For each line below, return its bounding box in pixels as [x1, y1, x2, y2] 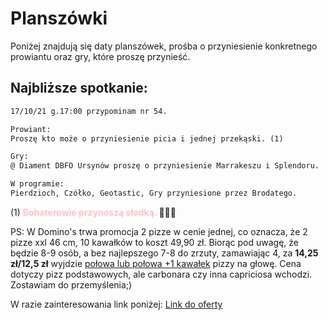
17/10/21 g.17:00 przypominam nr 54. [10, 106, 168, 116]
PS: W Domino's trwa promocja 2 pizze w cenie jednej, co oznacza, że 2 [10, 225, 308, 237]
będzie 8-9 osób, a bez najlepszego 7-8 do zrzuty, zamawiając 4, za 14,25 [10, 247, 319, 259]
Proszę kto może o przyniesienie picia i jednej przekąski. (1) [10, 133, 284, 144]
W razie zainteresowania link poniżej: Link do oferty [10, 298, 223, 310]
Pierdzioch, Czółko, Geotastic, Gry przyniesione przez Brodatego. [10, 188, 298, 198]
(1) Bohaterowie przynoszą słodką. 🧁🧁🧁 [10, 206, 177, 218]
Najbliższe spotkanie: [10, 80, 148, 97]
